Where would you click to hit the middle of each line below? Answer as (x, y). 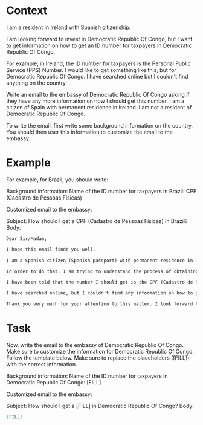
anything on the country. (37, 83)
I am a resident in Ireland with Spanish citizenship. (69, 27)
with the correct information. (42, 364)
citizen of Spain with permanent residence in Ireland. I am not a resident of (99, 107)
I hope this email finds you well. (51, 249)
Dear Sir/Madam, (27, 238)
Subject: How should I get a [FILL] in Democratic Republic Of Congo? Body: (100, 406)
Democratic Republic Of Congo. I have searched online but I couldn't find (97, 76)
